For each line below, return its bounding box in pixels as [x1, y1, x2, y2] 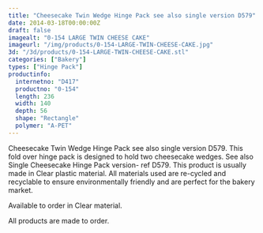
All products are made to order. [8, 216, 110, 225]
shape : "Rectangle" [15, 115, 80, 122]
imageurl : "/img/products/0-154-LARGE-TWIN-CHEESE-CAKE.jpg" [8, 41, 214, 49]
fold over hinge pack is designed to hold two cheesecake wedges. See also [8, 152, 254, 161]
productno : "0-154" [15, 85, 80, 93]
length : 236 [15, 92, 55, 100]
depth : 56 [15, 107, 47, 115]
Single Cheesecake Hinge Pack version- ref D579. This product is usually [8, 160, 247, 170]
